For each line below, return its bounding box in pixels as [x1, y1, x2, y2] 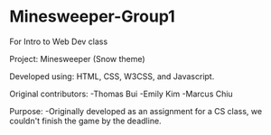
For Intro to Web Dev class [9, 36, 108, 47]
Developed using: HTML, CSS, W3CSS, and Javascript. [9, 70, 215, 82]
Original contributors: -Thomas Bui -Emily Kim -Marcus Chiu [9, 88, 233, 99]
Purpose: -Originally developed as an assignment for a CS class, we [9, 105, 263, 116]
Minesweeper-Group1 [9, 6, 176, 27]
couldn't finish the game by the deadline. [9, 115, 162, 126]
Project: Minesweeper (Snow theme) [9, 53, 146, 64]
